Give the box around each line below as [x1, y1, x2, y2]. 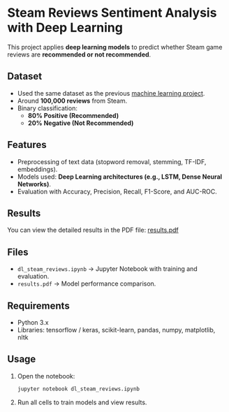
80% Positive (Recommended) [27, 111, 119, 119]
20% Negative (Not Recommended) [27, 119, 134, 127]
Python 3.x [17, 318, 49, 326]
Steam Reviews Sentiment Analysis [7, 5, 217, 21]
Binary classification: [17, 103, 78, 112]
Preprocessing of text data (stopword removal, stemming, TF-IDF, [17, 157, 207, 165]
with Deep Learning [7, 20, 124, 36]
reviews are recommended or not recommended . [7, 50, 152, 59]
